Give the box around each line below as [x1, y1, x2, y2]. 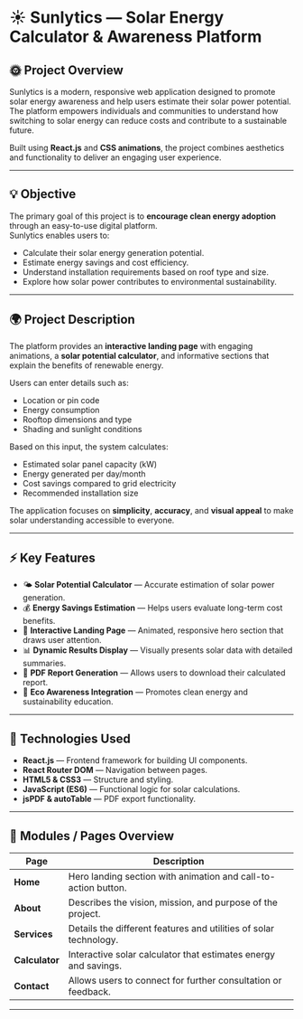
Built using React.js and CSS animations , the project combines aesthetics [9, 143, 285, 153]
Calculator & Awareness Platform [9, 26, 262, 47]
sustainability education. [22, 696, 114, 707]
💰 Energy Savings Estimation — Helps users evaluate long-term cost [22, 602, 283, 613]
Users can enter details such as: [9, 377, 129, 388]
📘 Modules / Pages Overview [9, 828, 174, 844]
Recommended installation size [22, 487, 139, 498]
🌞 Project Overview [9, 62, 124, 78]
